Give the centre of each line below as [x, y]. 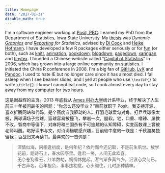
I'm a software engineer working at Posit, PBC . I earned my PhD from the [79, 33]
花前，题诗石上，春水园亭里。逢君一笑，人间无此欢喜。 [73, 153]
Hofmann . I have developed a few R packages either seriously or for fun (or [81, 48]
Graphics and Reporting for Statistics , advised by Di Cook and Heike [74, 43]
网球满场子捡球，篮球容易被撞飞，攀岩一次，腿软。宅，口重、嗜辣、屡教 [87, 119]
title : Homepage [22, 10]
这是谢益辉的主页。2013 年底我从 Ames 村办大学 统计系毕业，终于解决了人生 [82, 100]
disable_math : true [25, 19]
